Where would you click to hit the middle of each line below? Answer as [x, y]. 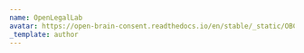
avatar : [24, 26]
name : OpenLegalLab [46, 18]
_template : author [44, 34]
